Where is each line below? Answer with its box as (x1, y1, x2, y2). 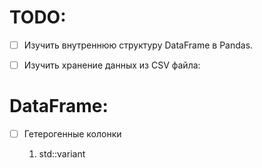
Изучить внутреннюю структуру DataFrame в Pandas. (23, 39, 254, 51)
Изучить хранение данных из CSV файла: (23, 59, 201, 71)
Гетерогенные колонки (23, 128, 122, 140)
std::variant (38, 148, 86, 160)
